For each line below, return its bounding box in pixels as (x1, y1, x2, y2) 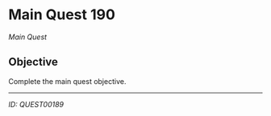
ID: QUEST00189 (8, 99, 65, 109)
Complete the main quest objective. (8, 76, 127, 86)
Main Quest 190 (8, 6, 115, 24)
